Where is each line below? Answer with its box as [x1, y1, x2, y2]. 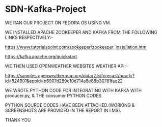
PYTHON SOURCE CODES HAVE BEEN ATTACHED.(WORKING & [5, 102, 135, 108]
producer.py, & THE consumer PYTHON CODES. [5, 93, 103, 98]
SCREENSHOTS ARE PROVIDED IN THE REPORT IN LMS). [5, 107, 122, 113]
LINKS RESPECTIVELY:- [5, 34, 53, 40]
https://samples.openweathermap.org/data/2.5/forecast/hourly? [5, 72, 135, 78]
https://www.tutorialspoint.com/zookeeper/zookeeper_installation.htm [5, 44, 147, 50]
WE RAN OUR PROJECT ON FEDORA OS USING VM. [5, 20, 111, 26]
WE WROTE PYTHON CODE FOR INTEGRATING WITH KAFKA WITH [5, 87, 142, 93]
